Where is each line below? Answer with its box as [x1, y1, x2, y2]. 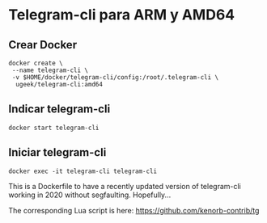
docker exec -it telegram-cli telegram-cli [8, 167, 158, 175]
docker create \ [8, 59, 63, 67]
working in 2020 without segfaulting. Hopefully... [8, 190, 172, 200]
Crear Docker [8, 38, 78, 52]
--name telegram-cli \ [11, 66, 89, 74]
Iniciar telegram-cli [8, 145, 107, 159]
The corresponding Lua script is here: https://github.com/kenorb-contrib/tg [8, 205, 260, 215]
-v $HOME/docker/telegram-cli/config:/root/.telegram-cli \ [11, 74, 219, 82]
